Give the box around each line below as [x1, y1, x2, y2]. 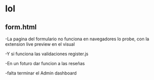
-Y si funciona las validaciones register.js [5, 51, 89, 57]
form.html [5, 23, 37, 31]
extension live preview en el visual [5, 41, 75, 47]
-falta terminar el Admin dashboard [5, 70, 77, 76]
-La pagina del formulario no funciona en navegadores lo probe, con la [5, 36, 150, 42]
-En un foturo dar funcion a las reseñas [5, 61, 85, 66]
